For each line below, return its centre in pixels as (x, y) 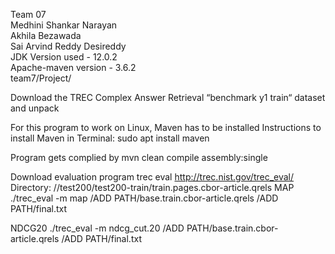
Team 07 (28, 14)
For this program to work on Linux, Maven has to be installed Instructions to (166, 127)
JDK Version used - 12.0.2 (64, 57)
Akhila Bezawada (46, 35)
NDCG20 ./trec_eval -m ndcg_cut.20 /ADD (97, 228)
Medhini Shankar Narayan (64, 25)
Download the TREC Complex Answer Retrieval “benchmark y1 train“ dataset (168, 97)
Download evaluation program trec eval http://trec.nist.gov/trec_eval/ (152, 177)
